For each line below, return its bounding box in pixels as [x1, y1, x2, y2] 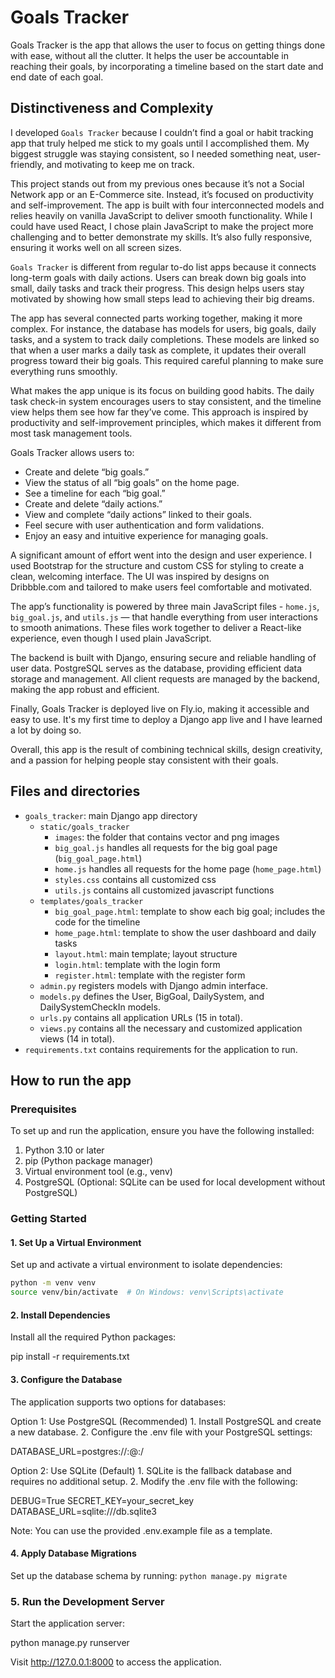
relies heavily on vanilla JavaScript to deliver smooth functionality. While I [10, 209, 313, 221]
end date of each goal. [10, 71, 104, 83]
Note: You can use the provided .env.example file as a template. [10, 1524, 273, 1536]
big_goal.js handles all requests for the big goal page [54, 841, 278, 853]
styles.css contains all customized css [54, 873, 217, 885]
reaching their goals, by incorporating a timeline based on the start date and [10, 60, 324, 72]
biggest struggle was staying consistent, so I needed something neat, [10, 147, 297, 160]
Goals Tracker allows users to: [10, 446, 135, 458]
